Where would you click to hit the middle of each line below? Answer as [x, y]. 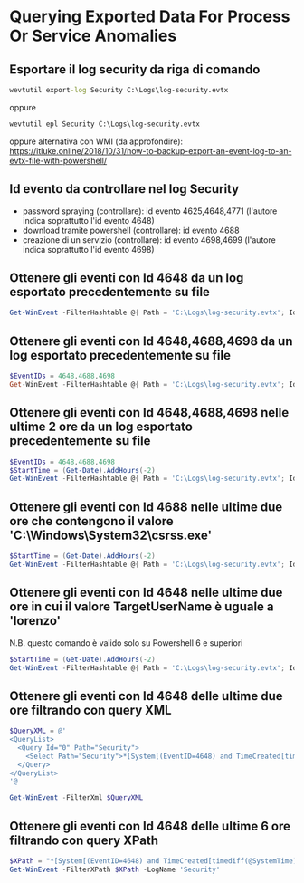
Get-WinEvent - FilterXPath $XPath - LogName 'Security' [115, 869]
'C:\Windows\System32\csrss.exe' [111, 535]
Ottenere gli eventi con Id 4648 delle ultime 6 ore [150, 826]
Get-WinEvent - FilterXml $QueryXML [76, 798]
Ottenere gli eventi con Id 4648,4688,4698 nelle [149, 413]
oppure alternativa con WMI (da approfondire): [96, 141]
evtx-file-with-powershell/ [58, 160]
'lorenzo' [35, 621]
